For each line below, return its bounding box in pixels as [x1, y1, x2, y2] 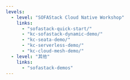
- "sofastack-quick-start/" [21, 25, 93, 32]
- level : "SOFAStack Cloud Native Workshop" [11, 14, 125, 20]
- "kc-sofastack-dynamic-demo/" [21, 31, 103, 37]
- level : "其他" [11, 54, 50, 60]
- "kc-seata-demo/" [21, 37, 70, 43]
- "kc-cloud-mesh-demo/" [21, 48, 84, 54]
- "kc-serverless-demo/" [21, 43, 84, 49]
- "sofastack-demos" [21, 64, 73, 71]
